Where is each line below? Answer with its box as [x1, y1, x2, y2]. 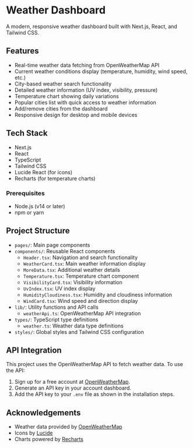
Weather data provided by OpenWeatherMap [14, 423, 122, 430]
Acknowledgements [6, 408, 81, 418]
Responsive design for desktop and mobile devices [14, 111, 138, 118]
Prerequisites [6, 189, 45, 198]
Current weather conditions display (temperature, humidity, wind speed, [14, 68, 188, 75]
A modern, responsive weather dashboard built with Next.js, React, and [6, 23, 178, 30]
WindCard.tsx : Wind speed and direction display [23, 297, 138, 304]
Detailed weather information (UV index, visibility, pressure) [14, 86, 158, 94]
